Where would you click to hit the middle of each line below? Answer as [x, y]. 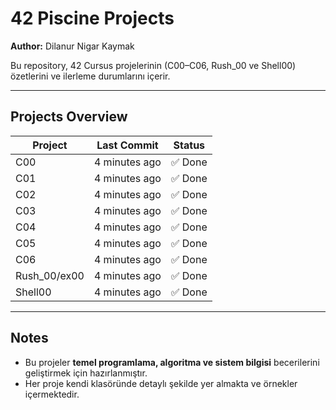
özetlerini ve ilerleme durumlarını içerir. [90, 76]
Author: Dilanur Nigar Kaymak [72, 46]
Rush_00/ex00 [50, 275]
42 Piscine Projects [92, 18]
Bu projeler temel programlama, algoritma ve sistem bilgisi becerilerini [172, 362]
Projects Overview [69, 117]
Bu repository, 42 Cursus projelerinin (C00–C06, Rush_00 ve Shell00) [153, 65]
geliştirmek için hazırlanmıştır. [86, 373]
